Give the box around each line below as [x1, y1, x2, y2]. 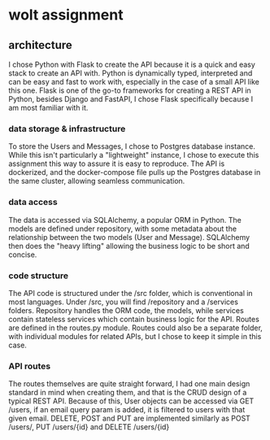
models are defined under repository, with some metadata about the [8, 224, 237, 233]
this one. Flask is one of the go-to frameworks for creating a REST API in [8, 85, 252, 95]
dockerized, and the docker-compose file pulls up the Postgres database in [8, 168, 261, 177]
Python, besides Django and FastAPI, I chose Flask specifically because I [8, 94, 254, 103]
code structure [8, 270, 69, 281]
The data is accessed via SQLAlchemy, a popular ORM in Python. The [8, 215, 242, 224]
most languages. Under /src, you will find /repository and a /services [8, 297, 238, 307]
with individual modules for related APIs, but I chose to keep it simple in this [8, 331, 262, 341]
